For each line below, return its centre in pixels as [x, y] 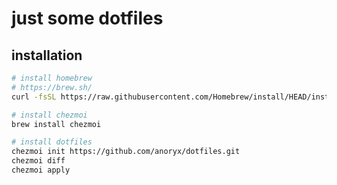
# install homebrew [52, 78]
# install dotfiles [52, 142]
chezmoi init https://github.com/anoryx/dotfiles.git [126, 152]
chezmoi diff [38, 161]
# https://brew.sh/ [52, 87]
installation [47, 55]
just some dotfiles [87, 18]
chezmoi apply [41, 170]
